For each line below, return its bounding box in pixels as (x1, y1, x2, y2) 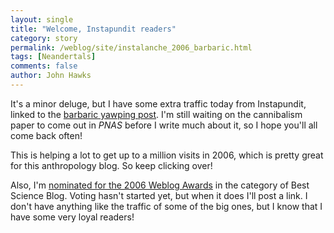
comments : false (10, 61, 78, 71)
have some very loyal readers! (10, 211, 135, 223)
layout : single (10, 14, 74, 25)
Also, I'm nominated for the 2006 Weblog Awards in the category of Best (10, 179, 310, 191)
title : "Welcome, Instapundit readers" (10, 24, 177, 34)
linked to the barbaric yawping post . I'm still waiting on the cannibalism (10, 108, 303, 120)
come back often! (10, 129, 83, 141)
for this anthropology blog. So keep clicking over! (10, 159, 213, 171)
